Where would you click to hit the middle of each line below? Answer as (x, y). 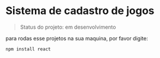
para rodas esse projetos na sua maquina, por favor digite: (77, 38)
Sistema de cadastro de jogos (80, 11)
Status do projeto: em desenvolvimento (68, 27)
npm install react (28, 49)
